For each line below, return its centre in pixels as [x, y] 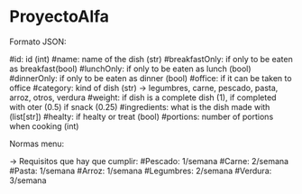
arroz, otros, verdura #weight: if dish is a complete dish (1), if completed [143, 97]
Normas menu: [37, 143]
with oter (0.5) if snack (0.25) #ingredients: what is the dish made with [140, 106]
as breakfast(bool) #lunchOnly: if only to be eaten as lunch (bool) [130, 69]
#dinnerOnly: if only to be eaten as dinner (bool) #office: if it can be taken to [151, 78]
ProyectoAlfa [59, 17]
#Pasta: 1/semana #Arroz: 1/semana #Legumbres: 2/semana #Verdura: [141, 171]
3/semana [28, 180]
